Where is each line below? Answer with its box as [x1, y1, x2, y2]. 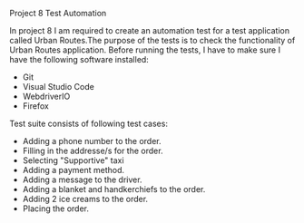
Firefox [22, 101, 50, 111]
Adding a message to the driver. [22, 174, 142, 185]
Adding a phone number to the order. [22, 136, 162, 146]
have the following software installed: [9, 54, 150, 64]
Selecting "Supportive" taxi [22, 155, 124, 166]
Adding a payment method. [22, 165, 125, 175]
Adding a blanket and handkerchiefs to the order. [22, 184, 206, 194]
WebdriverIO [22, 91, 71, 102]
